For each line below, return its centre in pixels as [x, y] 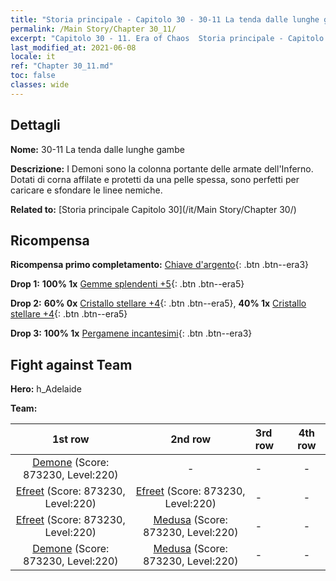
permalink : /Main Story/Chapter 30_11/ [93, 29]
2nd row [191, 439]
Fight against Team [71, 364]
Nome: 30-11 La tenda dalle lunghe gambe [97, 149]
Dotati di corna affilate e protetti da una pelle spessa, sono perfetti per [155, 179]
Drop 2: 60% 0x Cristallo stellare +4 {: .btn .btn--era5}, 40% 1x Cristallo [158, 303]
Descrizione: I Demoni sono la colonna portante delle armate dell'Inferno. [162, 168]
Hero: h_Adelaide [46, 389]
